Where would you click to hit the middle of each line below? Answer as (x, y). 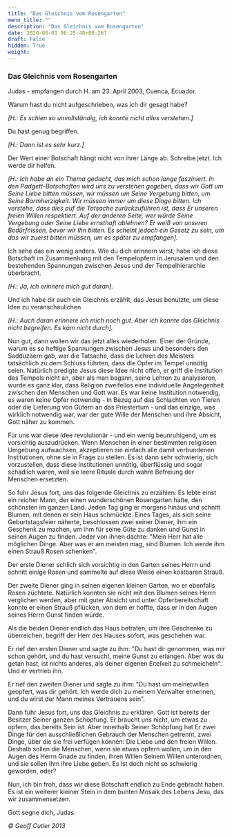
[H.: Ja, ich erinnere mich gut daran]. (60, 287)
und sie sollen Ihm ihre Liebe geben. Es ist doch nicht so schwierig (103, 764)
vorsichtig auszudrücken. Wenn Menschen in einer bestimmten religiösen (112, 443)
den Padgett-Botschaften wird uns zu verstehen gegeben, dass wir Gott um (116, 186)
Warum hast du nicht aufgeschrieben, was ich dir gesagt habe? (98, 105)
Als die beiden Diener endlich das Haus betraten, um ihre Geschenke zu (110, 628)
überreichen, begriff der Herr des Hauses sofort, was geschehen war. (107, 635)
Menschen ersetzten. (38, 479)
